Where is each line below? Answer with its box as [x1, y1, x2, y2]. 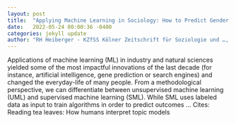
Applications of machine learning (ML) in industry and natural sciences [7, 56, 213, 64]
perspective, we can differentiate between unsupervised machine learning [7, 86, 224, 94]
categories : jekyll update [7, 30, 87, 37]
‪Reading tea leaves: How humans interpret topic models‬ [7, 108, 170, 117]
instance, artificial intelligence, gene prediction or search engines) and [7, 71, 213, 79]
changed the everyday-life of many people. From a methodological [7, 78, 201, 86]
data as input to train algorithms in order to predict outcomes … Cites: [7, 101, 210, 109]
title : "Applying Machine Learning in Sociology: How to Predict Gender [7, 17, 230, 24]
